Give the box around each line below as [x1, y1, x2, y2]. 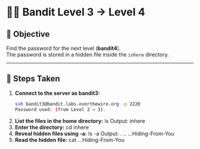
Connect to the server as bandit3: [14, 89, 100, 97]
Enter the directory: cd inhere [14, 123, 89, 131]
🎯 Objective [6, 29, 50, 39]
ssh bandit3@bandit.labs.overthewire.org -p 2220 [14, 101, 141, 107]
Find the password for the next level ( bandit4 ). [6, 45, 121, 52]
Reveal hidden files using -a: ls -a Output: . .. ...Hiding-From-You [14, 130, 174, 137]
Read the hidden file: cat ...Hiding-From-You [14, 136, 125, 143]
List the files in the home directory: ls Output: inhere [14, 117, 146, 124]
